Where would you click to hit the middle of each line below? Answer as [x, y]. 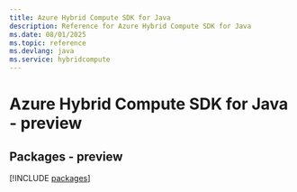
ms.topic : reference [48, 43]
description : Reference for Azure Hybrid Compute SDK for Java [130, 26]
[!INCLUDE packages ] [50, 178]
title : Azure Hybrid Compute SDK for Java [90, 18]
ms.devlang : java [42, 51]
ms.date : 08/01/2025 [48, 34]
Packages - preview [66, 156]
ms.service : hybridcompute [60, 59]
